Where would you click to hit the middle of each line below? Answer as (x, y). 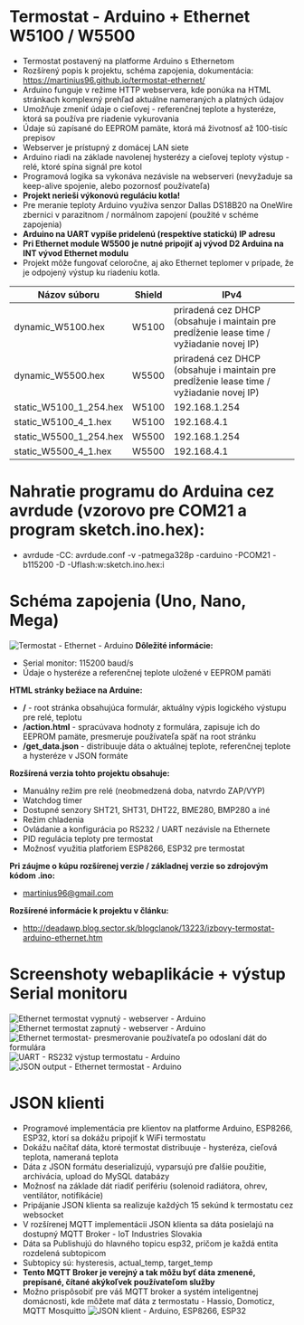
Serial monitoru (69, 993)
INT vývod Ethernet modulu (76, 253)
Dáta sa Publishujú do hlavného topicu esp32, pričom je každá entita (150, 1243)
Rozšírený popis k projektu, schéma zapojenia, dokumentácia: (138, 71)
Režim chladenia (53, 819)
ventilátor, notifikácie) (63, 1195)
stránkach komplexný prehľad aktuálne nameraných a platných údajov (153, 99)
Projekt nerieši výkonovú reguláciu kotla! (101, 195)
